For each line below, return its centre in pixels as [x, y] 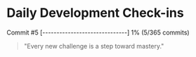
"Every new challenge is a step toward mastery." [94, 46]
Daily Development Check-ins [95, 13]
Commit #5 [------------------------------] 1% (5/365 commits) [98, 32]
